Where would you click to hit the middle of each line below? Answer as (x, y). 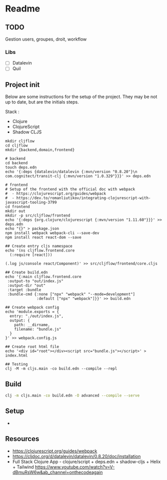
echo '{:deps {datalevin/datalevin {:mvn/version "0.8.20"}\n (71, 172)
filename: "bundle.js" (38, 329)
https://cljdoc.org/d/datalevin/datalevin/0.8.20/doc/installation (76, 456)
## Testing (16, 364)
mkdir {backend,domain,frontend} (40, 150)
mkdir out (15, 211)
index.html (16, 355)
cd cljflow (16, 145)
